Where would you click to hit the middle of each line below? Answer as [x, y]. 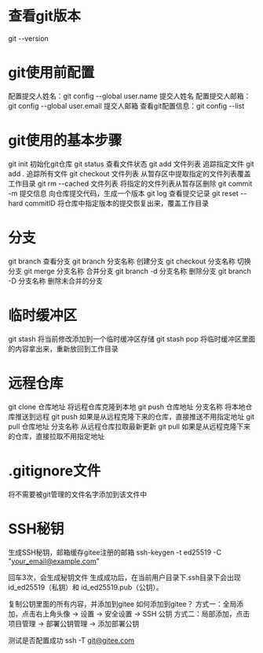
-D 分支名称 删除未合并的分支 [56, 281]
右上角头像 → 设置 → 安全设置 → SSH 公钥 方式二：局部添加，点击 [142, 614]
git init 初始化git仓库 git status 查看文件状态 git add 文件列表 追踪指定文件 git [131, 164]
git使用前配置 [51, 73]
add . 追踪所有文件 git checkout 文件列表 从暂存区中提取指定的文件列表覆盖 [130, 173]
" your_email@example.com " [54, 561]
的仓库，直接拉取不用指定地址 [56, 436]
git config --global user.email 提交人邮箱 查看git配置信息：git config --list [126, 105]
